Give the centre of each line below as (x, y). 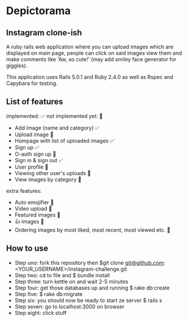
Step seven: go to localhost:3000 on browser (70, 306)
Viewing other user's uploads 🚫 (53, 173)
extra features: (24, 190)
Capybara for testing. (32, 83)
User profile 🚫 (32, 167)
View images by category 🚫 (48, 179)
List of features (35, 102)
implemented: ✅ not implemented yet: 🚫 (55, 116)
